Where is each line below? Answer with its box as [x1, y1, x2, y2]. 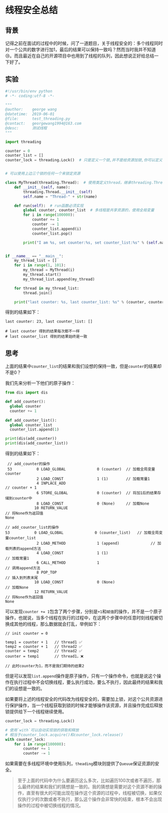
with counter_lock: [5, 737, 46, 742]
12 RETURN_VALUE [34, 589, 68, 594]
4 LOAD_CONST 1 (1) [36, 551, 108, 556]
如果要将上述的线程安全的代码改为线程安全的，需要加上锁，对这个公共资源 [5, 696, 158, 702]
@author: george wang [5, 107, 57, 112]
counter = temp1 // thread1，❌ [5, 654, 84, 659]
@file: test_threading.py [5, 116, 70, 122]
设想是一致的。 [13, 685, 45, 691]
